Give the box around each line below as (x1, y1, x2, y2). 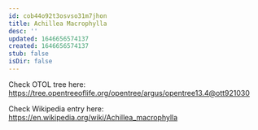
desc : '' (8, 27, 38, 35)
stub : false (8, 50, 49, 58)
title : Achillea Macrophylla (8, 19, 107, 28)
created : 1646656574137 (8, 42, 90, 50)
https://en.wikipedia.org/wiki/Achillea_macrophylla (8, 112, 178, 122)
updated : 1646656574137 (8, 34, 90, 43)
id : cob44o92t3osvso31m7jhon (8, 11, 107, 20)
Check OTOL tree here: (8, 79, 86, 89)
